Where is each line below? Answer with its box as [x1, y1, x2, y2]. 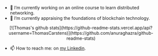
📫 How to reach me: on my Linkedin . [9, 45, 86, 51]
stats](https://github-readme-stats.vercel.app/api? [49, 25, 153, 31]
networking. [9, 10, 35, 16]
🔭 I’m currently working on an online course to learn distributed [9, 5, 139, 10]
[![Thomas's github [9, 25, 49, 31]
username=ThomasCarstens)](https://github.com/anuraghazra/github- [8, 30, 154, 36]
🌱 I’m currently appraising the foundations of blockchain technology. [9, 15, 150, 21]
